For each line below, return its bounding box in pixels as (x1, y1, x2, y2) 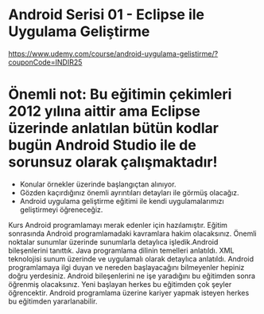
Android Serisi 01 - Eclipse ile (8, 6, 205, 24)
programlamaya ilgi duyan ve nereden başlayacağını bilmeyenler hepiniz (8, 262, 245, 272)
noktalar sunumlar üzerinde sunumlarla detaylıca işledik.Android (8, 237, 219, 246)
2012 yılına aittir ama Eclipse (8, 102, 200, 120)
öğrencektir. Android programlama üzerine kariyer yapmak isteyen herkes (8, 288, 250, 297)
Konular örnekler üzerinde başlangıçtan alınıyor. (19, 179, 177, 189)
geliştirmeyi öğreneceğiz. (19, 205, 103, 214)
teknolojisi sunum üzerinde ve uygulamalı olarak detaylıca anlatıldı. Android (8, 253, 254, 264)
